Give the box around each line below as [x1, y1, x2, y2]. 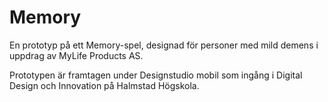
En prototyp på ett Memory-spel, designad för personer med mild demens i [9, 39, 319, 51]
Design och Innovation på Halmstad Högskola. [9, 79, 200, 91]
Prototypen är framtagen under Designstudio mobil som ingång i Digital [9, 69, 303, 81]
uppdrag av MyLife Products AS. [9, 49, 144, 61]
